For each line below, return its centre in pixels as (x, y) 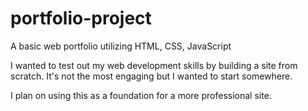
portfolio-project (81, 18)
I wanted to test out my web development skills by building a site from (154, 65)
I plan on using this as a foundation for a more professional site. (141, 95)
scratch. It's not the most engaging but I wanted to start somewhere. (151, 76)
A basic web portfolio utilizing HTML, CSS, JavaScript (121, 46)
